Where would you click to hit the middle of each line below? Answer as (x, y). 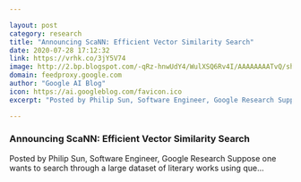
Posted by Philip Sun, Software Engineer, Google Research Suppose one (143, 158)
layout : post (34, 25)
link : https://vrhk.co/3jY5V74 (68, 59)
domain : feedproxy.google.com (66, 75)
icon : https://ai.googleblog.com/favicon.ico (95, 91)
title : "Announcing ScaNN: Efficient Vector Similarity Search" (132, 42)
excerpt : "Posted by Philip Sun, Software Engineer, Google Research (142, 100)
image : (21, 67)
